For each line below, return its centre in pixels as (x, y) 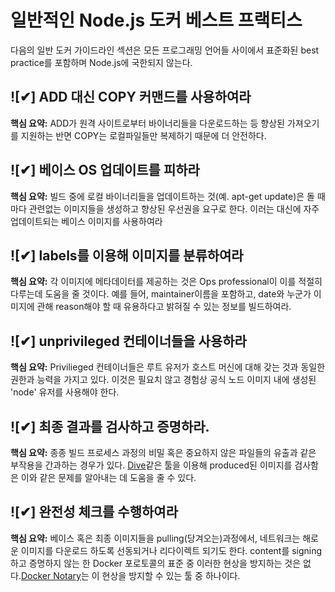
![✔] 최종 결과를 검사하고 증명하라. (110, 426)
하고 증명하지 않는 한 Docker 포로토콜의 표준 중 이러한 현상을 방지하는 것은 (156, 563)
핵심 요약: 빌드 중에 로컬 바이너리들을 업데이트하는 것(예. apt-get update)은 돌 (162, 196)
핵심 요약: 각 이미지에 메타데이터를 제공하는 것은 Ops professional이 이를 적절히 (166, 282)
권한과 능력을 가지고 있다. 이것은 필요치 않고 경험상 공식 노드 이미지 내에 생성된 (163, 380)
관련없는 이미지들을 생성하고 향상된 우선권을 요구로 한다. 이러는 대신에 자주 (174, 208)
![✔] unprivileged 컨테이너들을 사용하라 (128, 341)
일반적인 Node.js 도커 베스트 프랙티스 (156, 20)
